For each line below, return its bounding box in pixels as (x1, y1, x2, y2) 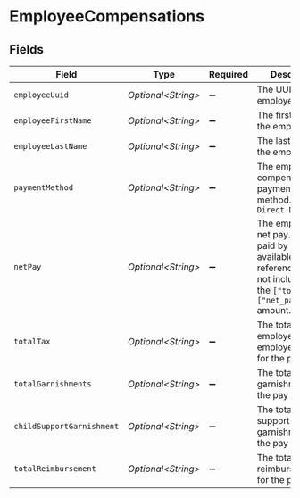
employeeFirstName (13, 116, 92, 126)
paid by (256, 239, 288, 252)
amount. (256, 304, 292, 316)
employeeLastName (13, 141, 87, 151)
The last (256, 135, 291, 146)
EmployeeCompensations (9, 6, 205, 27)
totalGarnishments (13, 379, 92, 389)
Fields (9, 42, 45, 57)
